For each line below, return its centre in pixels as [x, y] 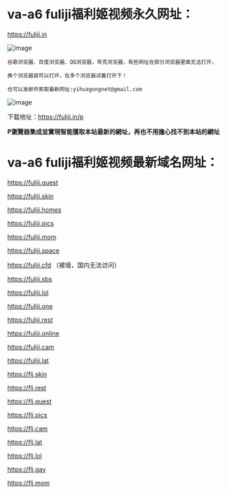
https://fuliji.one [30, 306]
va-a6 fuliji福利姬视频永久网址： [101, 14]
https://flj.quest [29, 401]
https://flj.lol [25, 455]
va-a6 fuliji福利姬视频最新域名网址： [113, 163]
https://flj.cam [27, 428]
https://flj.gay [27, 469]
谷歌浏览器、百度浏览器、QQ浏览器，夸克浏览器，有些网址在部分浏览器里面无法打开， [112, 62]
